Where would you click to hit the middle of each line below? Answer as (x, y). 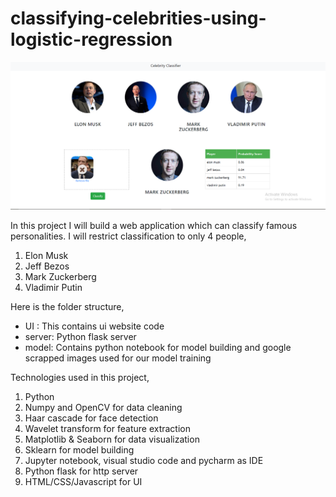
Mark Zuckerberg (60, 276)
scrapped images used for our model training (118, 358)
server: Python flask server (80, 336)
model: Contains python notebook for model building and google (158, 347)
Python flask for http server (81, 471)
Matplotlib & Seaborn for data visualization (112, 439)
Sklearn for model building (79, 449)
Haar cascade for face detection (91, 418)
